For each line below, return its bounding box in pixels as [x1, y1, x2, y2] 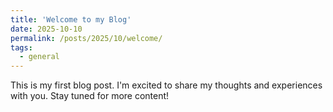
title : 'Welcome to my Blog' [10, 14, 132, 25]
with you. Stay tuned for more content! [10, 90, 170, 102]
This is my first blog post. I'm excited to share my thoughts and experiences [10, 79, 323, 91]
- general [19, 52, 60, 62]
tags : [10, 42, 33, 53]
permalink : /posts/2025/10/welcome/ [10, 33, 163, 43]
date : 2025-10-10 [10, 24, 83, 34]
